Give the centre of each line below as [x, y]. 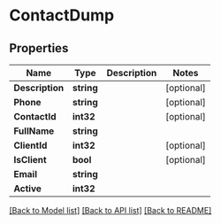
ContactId [35, 116]
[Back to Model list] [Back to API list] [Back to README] [110, 210]
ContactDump [62, 15]
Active [28, 189]
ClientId [30, 145]
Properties [39, 48]
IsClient [30, 160]
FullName [34, 131]
